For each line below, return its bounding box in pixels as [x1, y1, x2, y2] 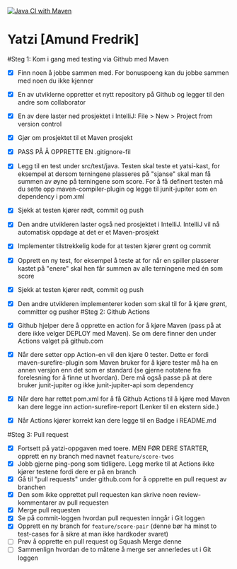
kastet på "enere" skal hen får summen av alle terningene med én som [17, 264, 223, 272]
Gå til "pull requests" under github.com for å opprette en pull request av [17, 475, 227, 483]
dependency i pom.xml [17, 192, 85, 201]
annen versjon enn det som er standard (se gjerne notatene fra [17, 365, 202, 374]
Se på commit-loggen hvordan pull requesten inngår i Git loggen [17, 514, 205, 522]
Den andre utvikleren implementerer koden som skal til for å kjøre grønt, [17, 299, 228, 307]
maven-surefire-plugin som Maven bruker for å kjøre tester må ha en [17, 358, 218, 367]
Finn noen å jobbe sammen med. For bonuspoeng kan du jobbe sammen [17, 68, 229, 77]
